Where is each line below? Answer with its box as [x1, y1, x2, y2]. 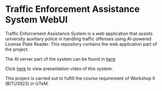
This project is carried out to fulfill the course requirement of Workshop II [5, 75, 156, 81]
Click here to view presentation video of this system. [5, 66, 113, 72]
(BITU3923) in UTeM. [5, 81, 49, 87]
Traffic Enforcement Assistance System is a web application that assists [5, 30, 153, 36]
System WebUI [5, 14, 68, 25]
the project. [5, 46, 29, 52]
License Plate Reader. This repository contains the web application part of [5, 41, 157, 47]
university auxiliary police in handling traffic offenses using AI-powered [5, 36, 152, 42]
